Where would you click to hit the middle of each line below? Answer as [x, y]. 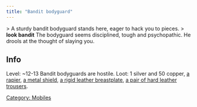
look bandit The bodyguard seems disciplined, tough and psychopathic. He [99, 35]
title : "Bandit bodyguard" [39, 12]
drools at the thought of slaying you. [50, 41]
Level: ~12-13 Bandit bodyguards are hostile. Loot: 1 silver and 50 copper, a [98, 74]
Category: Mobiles [29, 98]
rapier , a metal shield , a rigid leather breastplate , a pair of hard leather [91, 80]
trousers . [17, 86]
